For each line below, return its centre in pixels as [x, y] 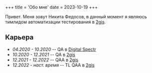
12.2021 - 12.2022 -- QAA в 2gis [45, 60]
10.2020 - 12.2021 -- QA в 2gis [44, 54]
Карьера [19, 37]
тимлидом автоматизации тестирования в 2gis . [55, 22]
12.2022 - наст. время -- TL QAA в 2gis [53, 65]
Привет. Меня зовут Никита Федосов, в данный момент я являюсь [76, 17]
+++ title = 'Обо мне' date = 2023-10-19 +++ [51, 7]
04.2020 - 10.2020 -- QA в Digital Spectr [54, 49]
